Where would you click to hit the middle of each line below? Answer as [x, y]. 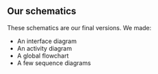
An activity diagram [44, 48]
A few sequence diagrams [54, 63]
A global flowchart [43, 56]
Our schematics [42, 11]
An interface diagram [47, 41]
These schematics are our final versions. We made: [79, 27]
